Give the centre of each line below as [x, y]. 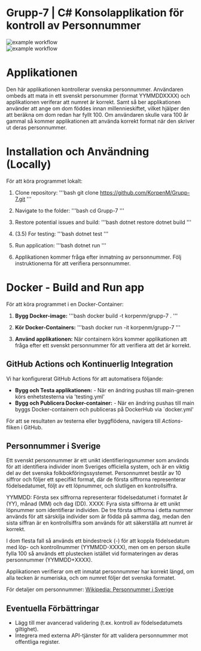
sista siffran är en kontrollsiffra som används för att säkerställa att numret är [100, 523]
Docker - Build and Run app [75, 287]
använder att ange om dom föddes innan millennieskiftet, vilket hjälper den [98, 108]
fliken [13, 427]
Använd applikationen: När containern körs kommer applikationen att [101, 339]
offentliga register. [37, 642]
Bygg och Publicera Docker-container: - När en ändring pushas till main [104, 403]
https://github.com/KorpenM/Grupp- [145, 192]
